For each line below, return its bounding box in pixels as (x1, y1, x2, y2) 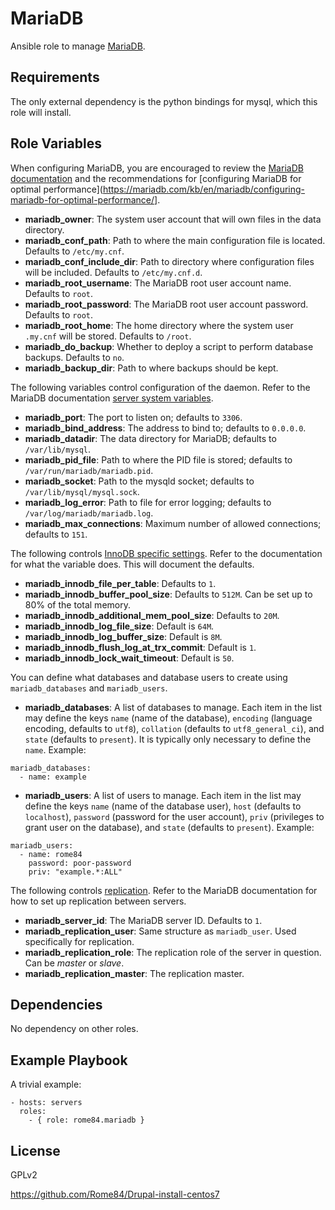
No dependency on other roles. (10, 1023, 139, 1035)
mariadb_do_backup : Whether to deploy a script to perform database (24, 340, 314, 352)
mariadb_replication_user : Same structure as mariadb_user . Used (24, 925, 297, 937)
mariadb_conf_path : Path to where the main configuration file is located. (24, 234, 326, 246)
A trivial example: (10, 1078, 82, 1091)
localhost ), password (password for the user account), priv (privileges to (24, 810, 325, 822)
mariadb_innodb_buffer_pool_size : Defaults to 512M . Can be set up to (24, 588, 313, 600)
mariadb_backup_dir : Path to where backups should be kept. (24, 362, 279, 374)
